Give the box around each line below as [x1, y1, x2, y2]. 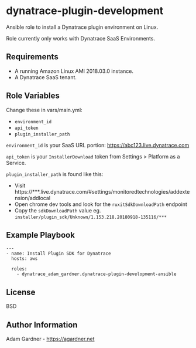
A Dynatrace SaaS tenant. [14, 73, 77, 80]
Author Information [6, 320, 78, 330]
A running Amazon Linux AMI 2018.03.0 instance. [14, 67, 133, 75]
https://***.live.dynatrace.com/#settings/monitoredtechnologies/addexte [14, 188, 190, 195]
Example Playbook [6, 230, 75, 240]
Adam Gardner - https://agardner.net [6, 336, 95, 342]
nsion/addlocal [14, 194, 51, 201]
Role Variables [6, 91, 60, 101]
